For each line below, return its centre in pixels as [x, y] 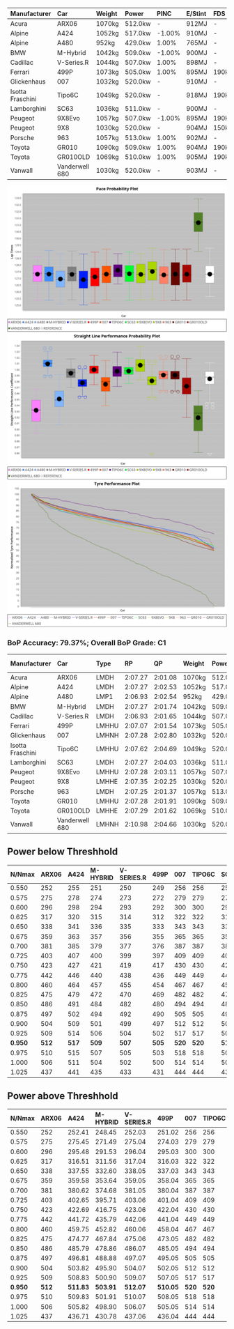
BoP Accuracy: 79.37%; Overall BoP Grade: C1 [87, 643]
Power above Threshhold [63, 1096]
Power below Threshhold [63, 852]
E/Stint [196, 13]
